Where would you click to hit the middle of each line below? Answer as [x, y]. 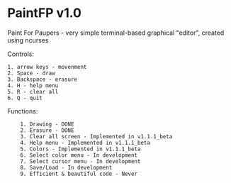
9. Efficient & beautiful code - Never [79, 174]
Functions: [23, 111]
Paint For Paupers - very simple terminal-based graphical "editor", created [116, 33]
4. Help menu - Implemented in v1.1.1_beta [85, 143]
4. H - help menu [33, 85]
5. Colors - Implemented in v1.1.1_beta [80, 149]
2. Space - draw [31, 73]
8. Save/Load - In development [66, 167]
